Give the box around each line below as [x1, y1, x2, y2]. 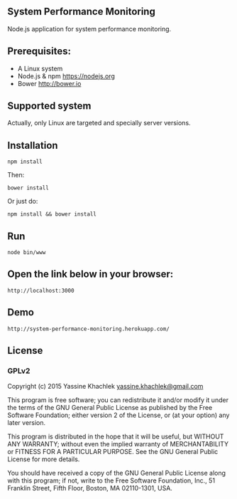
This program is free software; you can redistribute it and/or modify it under [7, 396, 229, 404]
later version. [7, 419, 46, 427]
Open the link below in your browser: [7, 268, 174, 280]
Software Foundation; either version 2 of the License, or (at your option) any [7, 411, 230, 419]
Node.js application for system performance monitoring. [7, 24, 172, 33]
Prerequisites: [7, 46, 71, 58]
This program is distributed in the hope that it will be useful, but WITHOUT [7, 432, 224, 441]
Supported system [7, 100, 92, 112]
